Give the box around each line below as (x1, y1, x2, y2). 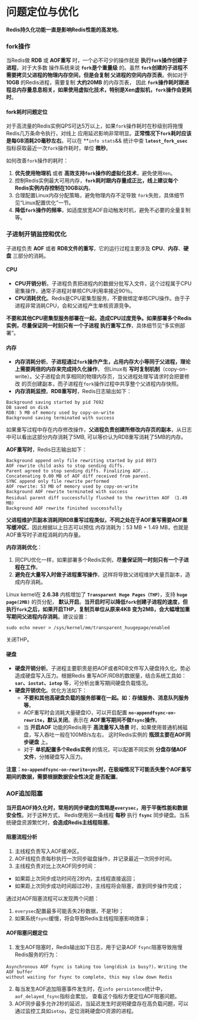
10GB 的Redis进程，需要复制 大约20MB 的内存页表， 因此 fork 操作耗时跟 (6, 79, 184, 86)
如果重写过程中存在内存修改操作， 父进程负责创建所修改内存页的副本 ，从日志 (6, 426, 192, 433)
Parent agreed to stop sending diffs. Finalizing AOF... (6, 468, 149, 474)
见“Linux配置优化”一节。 (14, 199, 74, 207)
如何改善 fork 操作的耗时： (6, 157, 69, 164)
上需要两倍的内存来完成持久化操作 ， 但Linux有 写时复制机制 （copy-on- (14, 365, 188, 372)
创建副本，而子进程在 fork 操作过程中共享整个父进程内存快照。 (31, 380, 182, 387)
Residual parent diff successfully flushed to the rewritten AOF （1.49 (6, 495, 187, 501)
